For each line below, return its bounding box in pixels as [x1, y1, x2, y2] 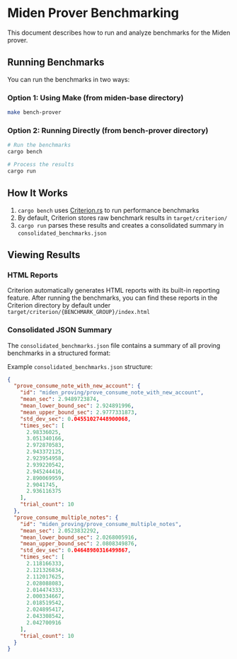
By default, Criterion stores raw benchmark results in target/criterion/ [17, 214, 228, 222]
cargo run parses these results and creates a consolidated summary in [17, 221, 224, 229]
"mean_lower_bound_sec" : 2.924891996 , [20, 402, 134, 409]
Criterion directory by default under [7, 301, 111, 310]
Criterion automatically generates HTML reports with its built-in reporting [7, 286, 220, 295]
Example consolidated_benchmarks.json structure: [7, 362, 154, 371]
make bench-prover [7, 109, 62, 116]
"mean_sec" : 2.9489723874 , [20, 396, 100, 403]
